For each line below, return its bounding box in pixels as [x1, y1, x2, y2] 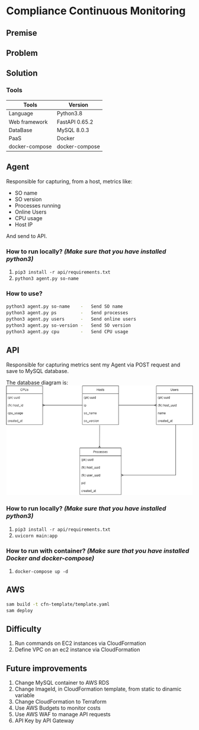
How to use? [6, 289, 43, 297]
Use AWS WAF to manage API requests [14, 711, 111, 718]
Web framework [8, 118, 48, 126]
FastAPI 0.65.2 [57, 118, 94, 126]
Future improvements [6, 663, 88, 673]
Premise [6, 28, 37, 38]
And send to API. [6, 232, 47, 239]
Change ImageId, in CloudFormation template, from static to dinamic [14, 685, 182, 693]
